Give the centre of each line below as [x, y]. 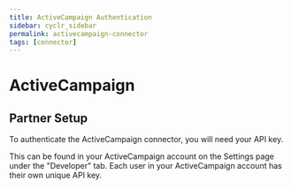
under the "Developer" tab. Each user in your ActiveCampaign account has [146, 166]
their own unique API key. [56, 175]
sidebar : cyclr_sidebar [53, 26]
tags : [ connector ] [43, 42]
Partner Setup [49, 118]
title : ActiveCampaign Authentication [81, 17]
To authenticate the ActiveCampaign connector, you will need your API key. [146, 140]
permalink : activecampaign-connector [79, 34]
